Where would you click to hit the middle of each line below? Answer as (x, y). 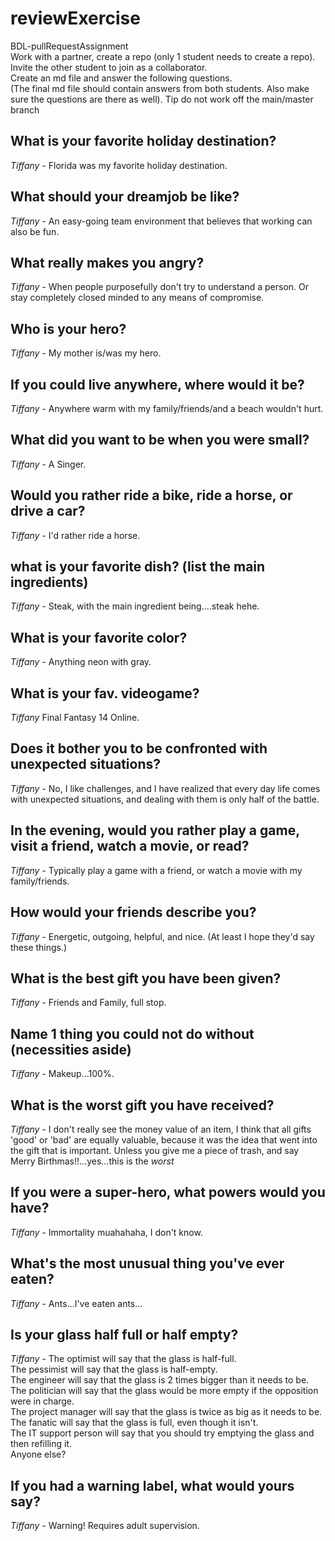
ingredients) (49, 582)
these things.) (39, 947)
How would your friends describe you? (133, 912)
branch (25, 109)
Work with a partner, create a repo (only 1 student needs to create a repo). (163, 56)
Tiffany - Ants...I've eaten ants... (76, 1303)
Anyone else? (38, 1454)
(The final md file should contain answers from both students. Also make (160, 88)
